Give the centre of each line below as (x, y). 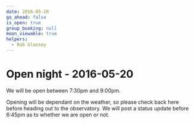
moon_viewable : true (32, 34)
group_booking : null (32, 28)
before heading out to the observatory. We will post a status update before (97, 108)
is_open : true (24, 23)
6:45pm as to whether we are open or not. (58, 115)
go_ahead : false (26, 17)
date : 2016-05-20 (28, 12)
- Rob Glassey (29, 45)
